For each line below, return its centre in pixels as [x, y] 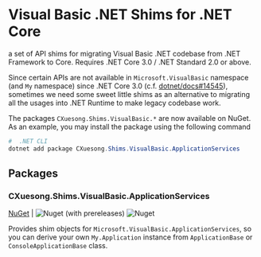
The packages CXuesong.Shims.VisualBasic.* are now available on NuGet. [130, 118]
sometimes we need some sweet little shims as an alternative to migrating [129, 94]
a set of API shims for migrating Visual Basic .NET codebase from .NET [125, 53]
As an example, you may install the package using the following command [129, 127]
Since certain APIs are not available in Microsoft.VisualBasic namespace [129, 77]
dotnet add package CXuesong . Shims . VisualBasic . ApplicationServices [124, 149]
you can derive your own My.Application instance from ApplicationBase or [130, 237]
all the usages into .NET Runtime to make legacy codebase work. [115, 103]
